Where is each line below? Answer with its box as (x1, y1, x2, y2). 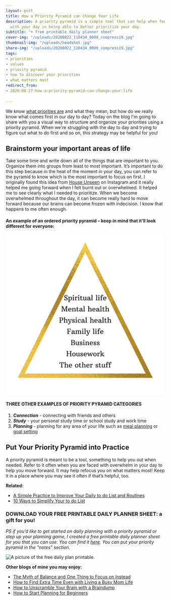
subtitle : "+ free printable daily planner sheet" (6, 29, 115, 35)
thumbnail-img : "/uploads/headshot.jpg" (6, 41, 92, 46)
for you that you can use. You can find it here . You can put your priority (6, 539, 154, 545)
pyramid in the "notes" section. (6, 544, 71, 550)
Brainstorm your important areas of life (6, 144, 131, 153)
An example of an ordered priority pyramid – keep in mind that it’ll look (6, 218, 156, 224)
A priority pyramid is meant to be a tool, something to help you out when (6, 456, 156, 463)
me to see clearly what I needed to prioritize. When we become (6, 190, 138, 196)
